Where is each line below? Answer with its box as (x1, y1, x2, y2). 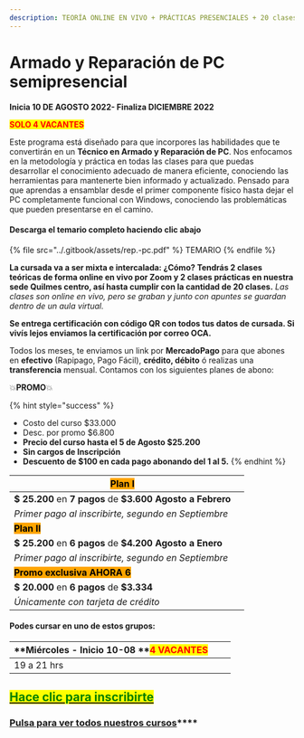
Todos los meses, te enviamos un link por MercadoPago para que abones (9, 345, 285, 355)
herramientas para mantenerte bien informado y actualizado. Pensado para (9, 175, 290, 185)
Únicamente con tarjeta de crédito (14, 595, 160, 608)
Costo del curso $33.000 (22, 417, 117, 428)
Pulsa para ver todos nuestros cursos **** (9, 716, 198, 729)
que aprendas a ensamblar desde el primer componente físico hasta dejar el (9, 184, 294, 195)
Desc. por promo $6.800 (22, 427, 115, 438)
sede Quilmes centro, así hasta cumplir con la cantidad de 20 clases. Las (9, 281, 290, 292)
